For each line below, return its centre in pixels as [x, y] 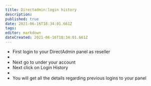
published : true [22, 19]
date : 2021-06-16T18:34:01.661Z [39, 24]
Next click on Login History [40, 67]
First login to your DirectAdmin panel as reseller [61, 51]
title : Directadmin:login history [41, 10]
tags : [11, 28]
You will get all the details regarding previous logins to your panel [79, 78]
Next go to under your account [44, 62]
